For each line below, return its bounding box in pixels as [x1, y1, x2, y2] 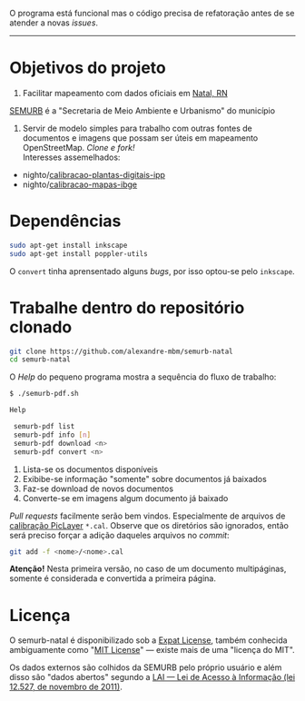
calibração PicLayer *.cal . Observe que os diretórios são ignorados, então [9, 519, 289, 530]
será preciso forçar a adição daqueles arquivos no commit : [9, 529, 230, 540]
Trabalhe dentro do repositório [9, 297, 245, 318]
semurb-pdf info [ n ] [13, 430, 92, 439]
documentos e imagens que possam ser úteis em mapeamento [22, 132, 259, 143]
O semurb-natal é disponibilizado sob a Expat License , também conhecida [9, 635, 288, 646]
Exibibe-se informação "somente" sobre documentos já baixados [22, 473, 268, 484]
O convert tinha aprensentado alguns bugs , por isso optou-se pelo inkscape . [9, 265, 295, 276]
